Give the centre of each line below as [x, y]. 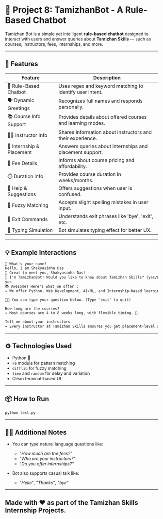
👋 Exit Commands [28, 219]
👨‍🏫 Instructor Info [27, 135]
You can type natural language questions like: [57, 444]
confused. [70, 194]
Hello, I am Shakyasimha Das [34, 268]
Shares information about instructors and [105, 132]
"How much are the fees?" [46, 454]
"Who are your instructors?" [48, 459]
